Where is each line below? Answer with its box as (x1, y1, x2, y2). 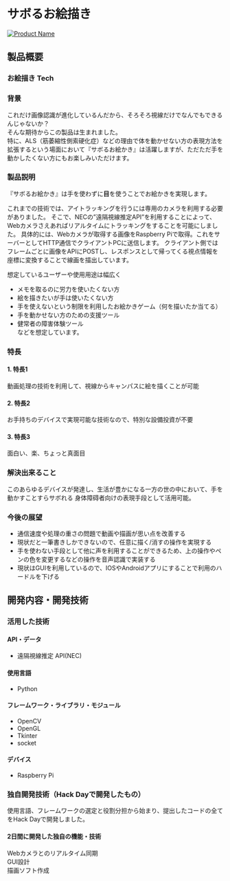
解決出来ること (7, 468, 57, 478)
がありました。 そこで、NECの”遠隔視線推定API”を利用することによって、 (7, 213, 216, 221)
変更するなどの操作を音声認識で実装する (41, 555, 156, 563)
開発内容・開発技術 (7, 595, 89, 606)
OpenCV (16, 717, 42, 725)
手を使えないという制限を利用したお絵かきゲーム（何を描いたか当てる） (16, 302, 222, 310)
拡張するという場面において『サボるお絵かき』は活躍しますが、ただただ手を (7, 145, 224, 153)
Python (16, 684, 38, 692)
